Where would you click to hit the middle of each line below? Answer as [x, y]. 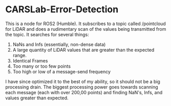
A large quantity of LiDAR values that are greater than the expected [83, 50]
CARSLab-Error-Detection [62, 9]
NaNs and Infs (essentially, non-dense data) [59, 44]
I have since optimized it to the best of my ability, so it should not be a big [83, 81]
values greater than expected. [37, 98]
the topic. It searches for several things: [47, 34]
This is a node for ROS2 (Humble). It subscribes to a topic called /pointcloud [86, 24]
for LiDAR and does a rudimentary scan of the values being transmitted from [86, 29]
